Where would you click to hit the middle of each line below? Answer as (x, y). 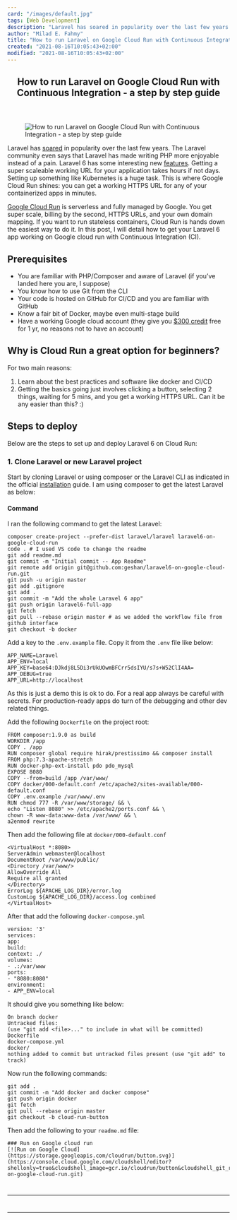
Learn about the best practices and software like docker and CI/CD (115, 381)
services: (22, 936)
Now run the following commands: (57, 1074)
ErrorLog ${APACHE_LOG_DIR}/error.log (64, 891)
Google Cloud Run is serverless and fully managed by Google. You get (109, 207)
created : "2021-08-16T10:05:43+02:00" (64, 47)
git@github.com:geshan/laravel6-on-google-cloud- (151, 568)
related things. (28, 709)
